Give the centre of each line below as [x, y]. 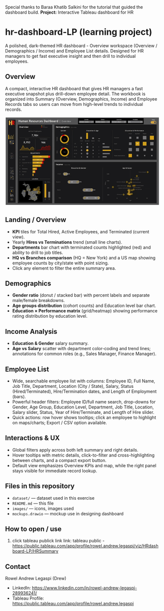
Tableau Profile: [28, 598]
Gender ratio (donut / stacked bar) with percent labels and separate [81, 295]
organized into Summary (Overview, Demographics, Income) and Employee [81, 99]
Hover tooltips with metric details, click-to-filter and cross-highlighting [83, 455]
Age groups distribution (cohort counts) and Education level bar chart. [84, 305]
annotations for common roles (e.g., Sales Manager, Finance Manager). [84, 354]
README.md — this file [33, 503]
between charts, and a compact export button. [59, 460]
